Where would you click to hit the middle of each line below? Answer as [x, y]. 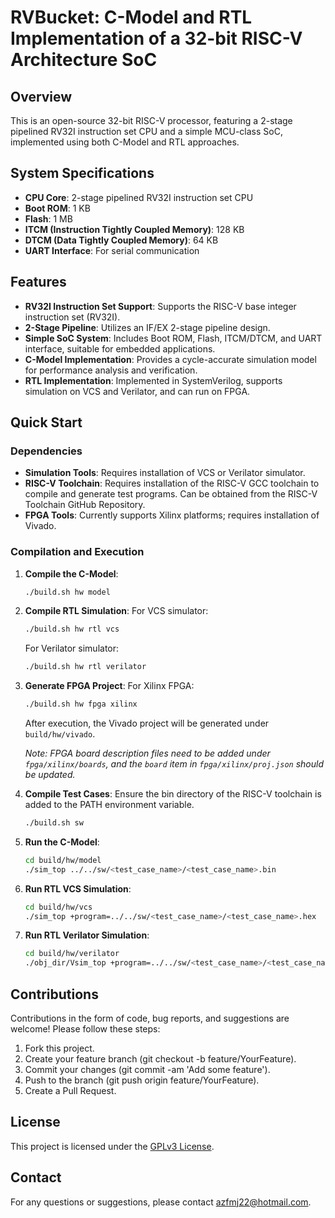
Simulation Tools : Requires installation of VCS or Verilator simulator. [165, 473]
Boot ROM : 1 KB [57, 208]
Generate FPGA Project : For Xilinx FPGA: [109, 686]
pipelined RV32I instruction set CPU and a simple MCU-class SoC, [146, 131]
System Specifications [82, 173]
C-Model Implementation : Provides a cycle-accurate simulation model [170, 359]
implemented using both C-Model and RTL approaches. [125, 142]
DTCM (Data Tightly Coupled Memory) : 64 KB [121, 240]
